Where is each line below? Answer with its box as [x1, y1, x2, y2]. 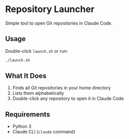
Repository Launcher [5, 4, 95, 15]
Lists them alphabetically [12, 90, 64, 96]
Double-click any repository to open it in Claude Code [12, 95, 124, 101]
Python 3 [12, 123, 32, 129]
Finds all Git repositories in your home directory [12, 85, 111, 91]
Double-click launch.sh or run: [5, 48, 68, 54]
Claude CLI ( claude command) [12, 129, 75, 135]
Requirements [5, 110, 50, 118]
